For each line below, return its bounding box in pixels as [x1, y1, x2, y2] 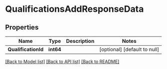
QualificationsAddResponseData [5, 3, 144, 15]
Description [66, 38, 95, 44]
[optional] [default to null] [99, 46, 160, 53]
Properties [5, 23, 39, 32]
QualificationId [7, 46, 44, 53]
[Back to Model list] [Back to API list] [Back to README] [5, 59, 120, 65]
